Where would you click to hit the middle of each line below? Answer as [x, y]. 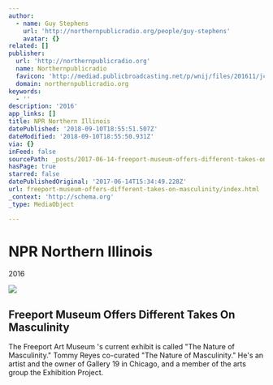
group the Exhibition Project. [56, 373]
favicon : [30, 76]
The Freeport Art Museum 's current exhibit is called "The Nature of [122, 347]
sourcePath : [28, 159]
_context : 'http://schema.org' [61, 197]
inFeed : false [32, 152]
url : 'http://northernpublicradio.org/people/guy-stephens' [127, 31]
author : [22, 16]
